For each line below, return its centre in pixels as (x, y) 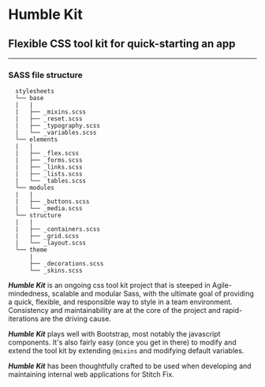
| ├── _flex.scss (47, 154)
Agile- (222, 285)
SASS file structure (45, 75)
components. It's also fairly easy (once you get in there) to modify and (122, 342)
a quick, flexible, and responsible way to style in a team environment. (120, 302)
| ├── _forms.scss (49, 160)
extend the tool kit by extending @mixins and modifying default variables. (126, 351)
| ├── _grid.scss (47, 236)
